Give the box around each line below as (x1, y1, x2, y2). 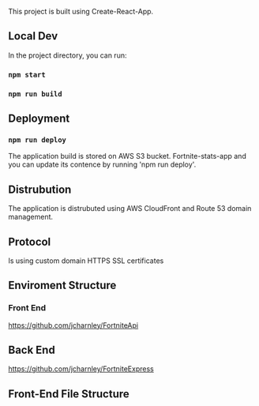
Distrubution (8, 182, 72, 196)
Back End (8, 344, 55, 357)
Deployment (8, 112, 70, 126)
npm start (8, 70, 46, 79)
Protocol (8, 235, 51, 248)
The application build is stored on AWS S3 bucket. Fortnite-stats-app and (8, 152, 246, 161)
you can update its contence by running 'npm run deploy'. (8, 160, 197, 169)
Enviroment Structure (8, 279, 117, 292)
